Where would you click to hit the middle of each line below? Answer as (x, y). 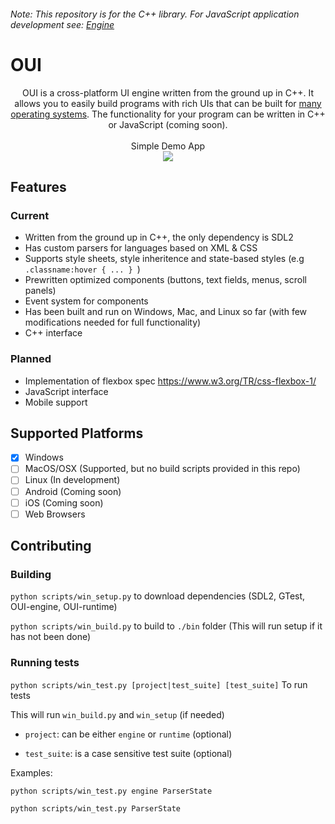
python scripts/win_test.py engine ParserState (111, 791)
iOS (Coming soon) (64, 502)
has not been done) (51, 637)
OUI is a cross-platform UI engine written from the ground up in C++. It (168, 92)
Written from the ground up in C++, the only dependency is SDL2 (159, 237)
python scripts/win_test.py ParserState (96, 808)
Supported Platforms (77, 433)
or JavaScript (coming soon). (168, 124)
